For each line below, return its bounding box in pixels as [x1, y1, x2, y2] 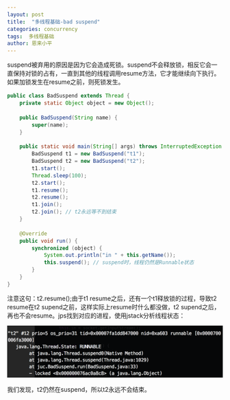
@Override [19, 230, 48, 237]
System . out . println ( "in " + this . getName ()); [43, 252, 176, 259]
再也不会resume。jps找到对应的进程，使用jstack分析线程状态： [7, 311, 186, 320]
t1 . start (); [31, 165, 66, 172]
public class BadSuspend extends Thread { [7, 93, 130, 100]
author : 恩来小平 [7, 40, 53, 47]
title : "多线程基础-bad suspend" [7, 18, 101, 25]
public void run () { [19, 237, 78, 244]
